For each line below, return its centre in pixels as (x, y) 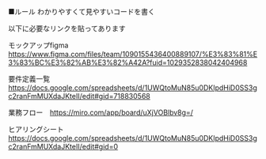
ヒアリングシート (36, 129)
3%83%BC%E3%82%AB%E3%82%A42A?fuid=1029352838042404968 (128, 62)
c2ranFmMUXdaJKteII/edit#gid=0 (63, 146)
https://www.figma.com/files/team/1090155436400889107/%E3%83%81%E (133, 54)
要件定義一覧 (29, 79)
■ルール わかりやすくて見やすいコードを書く (82, 11)
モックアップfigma (38, 45)
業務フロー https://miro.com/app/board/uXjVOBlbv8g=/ (101, 112)
